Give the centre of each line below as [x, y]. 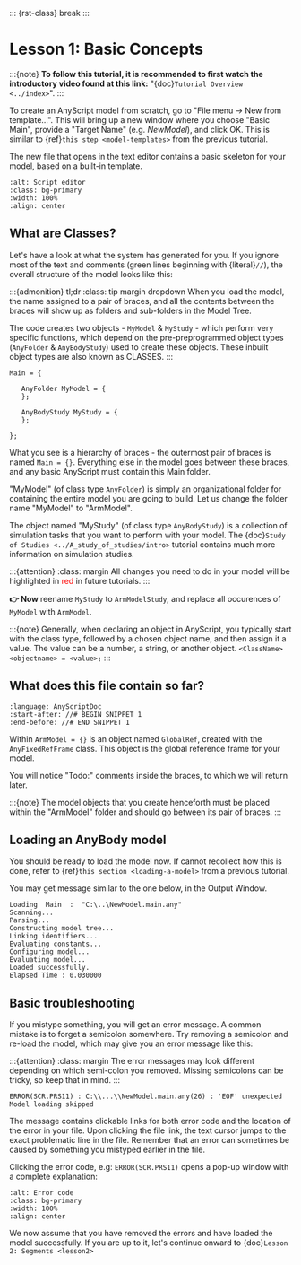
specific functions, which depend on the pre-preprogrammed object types [146, 337]
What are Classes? [63, 234]
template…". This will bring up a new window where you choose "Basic [140, 119]
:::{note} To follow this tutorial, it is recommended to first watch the [137, 74]
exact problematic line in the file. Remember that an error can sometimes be [149, 1140]
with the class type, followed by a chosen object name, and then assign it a [148, 638]
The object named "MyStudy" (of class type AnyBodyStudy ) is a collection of [149, 525]
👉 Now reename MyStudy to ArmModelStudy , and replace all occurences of [145, 598]
